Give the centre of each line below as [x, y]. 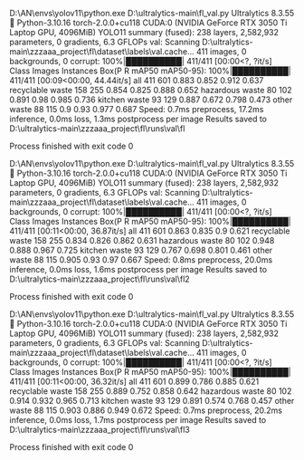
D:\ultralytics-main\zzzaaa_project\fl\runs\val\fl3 [100, 430]
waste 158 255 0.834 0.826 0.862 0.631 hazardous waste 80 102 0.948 [142, 240]
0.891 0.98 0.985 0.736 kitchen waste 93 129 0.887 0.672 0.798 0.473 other [151, 100]
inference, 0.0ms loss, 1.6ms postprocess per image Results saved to [138, 269]
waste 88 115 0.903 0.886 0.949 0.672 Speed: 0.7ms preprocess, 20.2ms [146, 410]
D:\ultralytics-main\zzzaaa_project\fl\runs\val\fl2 [100, 279]
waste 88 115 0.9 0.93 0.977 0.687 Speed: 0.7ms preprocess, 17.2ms [137, 109]
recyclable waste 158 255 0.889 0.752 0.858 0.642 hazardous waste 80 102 [151, 391]
